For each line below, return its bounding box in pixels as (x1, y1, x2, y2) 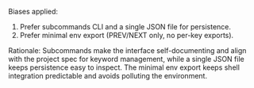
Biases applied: (8, 7, 58, 16)
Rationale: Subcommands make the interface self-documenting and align (8, 46, 247, 55)
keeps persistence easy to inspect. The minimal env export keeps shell (8, 63, 241, 72)
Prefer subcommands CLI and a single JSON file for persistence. (19, 22, 232, 31)
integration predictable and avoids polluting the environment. (8, 71, 208, 80)
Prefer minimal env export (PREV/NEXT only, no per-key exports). (19, 31, 234, 40)
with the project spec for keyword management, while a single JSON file (8, 55, 244, 63)
